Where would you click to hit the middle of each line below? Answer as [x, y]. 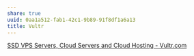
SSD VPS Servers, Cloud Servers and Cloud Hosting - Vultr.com [97, 46]
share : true [24, 13]
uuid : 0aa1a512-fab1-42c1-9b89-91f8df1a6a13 [71, 20]
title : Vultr [26, 26]
